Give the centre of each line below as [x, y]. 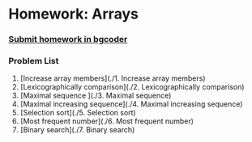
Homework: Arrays [74, 14]
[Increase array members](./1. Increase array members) [113, 78]
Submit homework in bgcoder [68, 40]
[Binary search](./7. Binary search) [77, 130]
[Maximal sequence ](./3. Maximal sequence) [96, 96]
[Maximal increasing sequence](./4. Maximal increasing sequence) [131, 104]
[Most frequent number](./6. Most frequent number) [107, 121]
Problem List [34, 61]
